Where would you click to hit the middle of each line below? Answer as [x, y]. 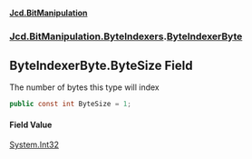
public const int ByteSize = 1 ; [70, 104]
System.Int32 [34, 144]
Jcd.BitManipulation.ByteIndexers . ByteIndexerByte [126, 36]
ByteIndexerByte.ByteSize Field [101, 65]
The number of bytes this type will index [85, 87]
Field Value [31, 124]
